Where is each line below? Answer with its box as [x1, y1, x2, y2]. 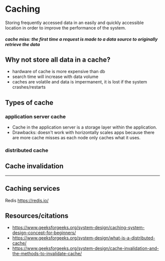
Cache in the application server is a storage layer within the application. [12, 124, 157, 130]
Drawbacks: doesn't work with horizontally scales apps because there [12, 130, 155, 135]
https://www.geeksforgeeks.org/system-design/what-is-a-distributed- [12, 235, 156, 241]
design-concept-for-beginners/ [12, 230, 76, 236]
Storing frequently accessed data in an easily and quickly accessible [5, 20, 144, 26]
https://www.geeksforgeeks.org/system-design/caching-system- [12, 225, 145, 231]
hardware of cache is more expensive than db [12, 69, 106, 75]
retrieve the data [5, 41, 40, 47]
